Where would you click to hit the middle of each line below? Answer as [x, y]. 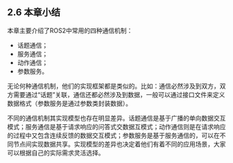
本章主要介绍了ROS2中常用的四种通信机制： [70, 31]
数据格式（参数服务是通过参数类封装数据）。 [69, 103]
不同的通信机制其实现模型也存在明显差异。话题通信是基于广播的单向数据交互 [116, 118]
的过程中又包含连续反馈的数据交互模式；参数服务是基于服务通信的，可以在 [113, 135]
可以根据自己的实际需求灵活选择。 [56, 153]
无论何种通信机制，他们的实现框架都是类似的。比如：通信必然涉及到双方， [113, 86]
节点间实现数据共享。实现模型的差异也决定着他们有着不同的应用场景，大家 [119, 144]
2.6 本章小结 [34, 12]
